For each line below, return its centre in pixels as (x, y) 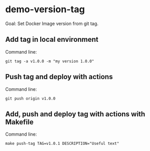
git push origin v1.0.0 (31, 98)
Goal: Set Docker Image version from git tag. (52, 23)
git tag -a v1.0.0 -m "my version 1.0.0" (50, 61)
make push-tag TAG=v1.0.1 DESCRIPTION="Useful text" (62, 144)
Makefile (20, 122)
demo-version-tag (45, 9)
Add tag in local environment (52, 40)
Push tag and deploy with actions (59, 77)
